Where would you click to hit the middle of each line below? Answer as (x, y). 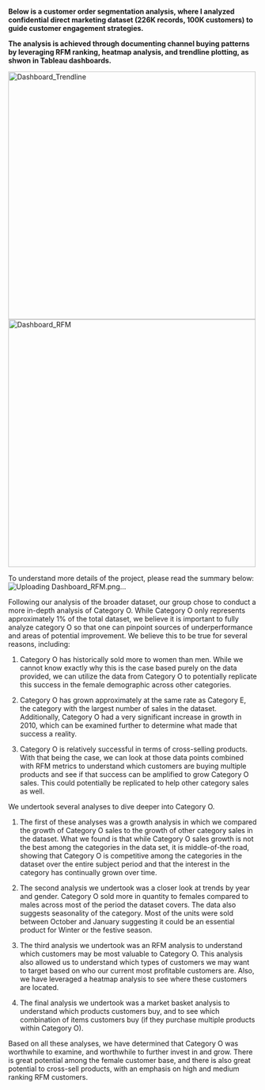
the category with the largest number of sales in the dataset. (118, 708)
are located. (39, 987)
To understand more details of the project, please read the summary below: (131, 578)
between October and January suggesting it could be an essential (127, 922)
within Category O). (51, 1028)
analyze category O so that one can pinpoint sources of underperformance (131, 627)
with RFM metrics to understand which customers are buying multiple (133, 766)
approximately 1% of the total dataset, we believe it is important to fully (124, 619)
